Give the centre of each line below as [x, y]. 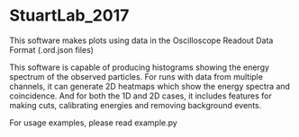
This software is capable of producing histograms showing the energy [140, 67]
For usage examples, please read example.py [93, 123]
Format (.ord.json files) [52, 49]
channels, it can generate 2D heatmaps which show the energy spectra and [150, 86]
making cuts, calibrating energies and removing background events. [136, 105]
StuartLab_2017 [69, 16]
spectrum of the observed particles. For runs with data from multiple [136, 76]
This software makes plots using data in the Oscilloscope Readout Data [141, 40]
